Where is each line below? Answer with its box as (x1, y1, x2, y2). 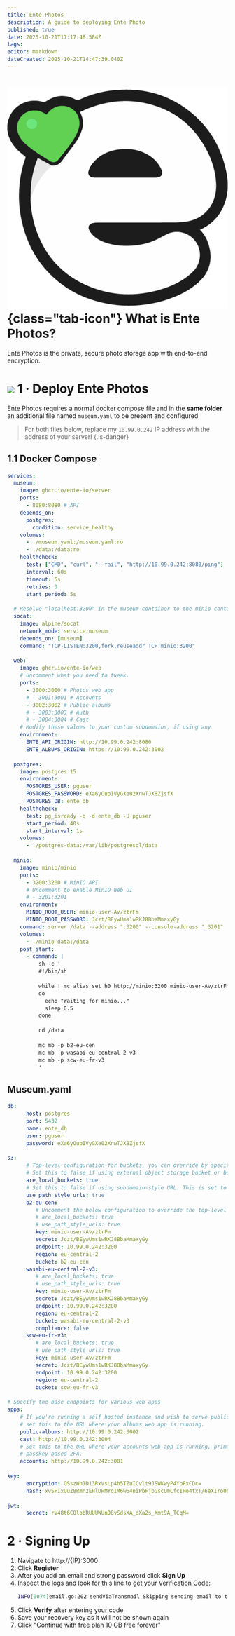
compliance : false (35, 1325, 90, 1332)
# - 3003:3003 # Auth (25, 709, 90, 716)
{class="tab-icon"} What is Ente (7, 311, 201, 327)
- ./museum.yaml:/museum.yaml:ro (25, 539, 124, 546)
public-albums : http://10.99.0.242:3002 (20, 1428, 139, 1435)
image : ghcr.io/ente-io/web (20, 665, 101, 672)
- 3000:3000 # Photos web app (25, 687, 114, 694)
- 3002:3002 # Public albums (25, 701, 111, 708)
